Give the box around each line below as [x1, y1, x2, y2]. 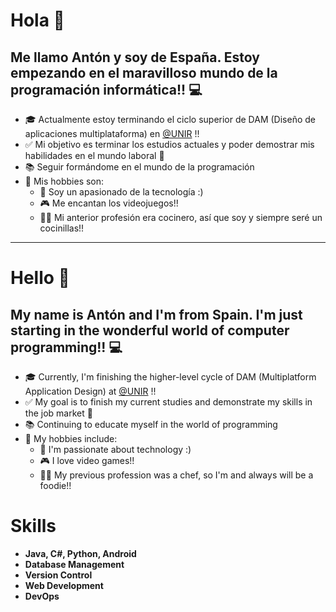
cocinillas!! [39, 222, 85, 234]
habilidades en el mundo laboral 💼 [24, 150, 165, 161]
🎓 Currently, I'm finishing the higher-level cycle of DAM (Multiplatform [24, 371, 317, 383]
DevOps [24, 590, 60, 602]
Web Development [24, 579, 104, 591]
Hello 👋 [10, 267, 70, 289]
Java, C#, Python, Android [24, 547, 137, 559]
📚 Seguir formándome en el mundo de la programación [24, 161, 255, 173]
